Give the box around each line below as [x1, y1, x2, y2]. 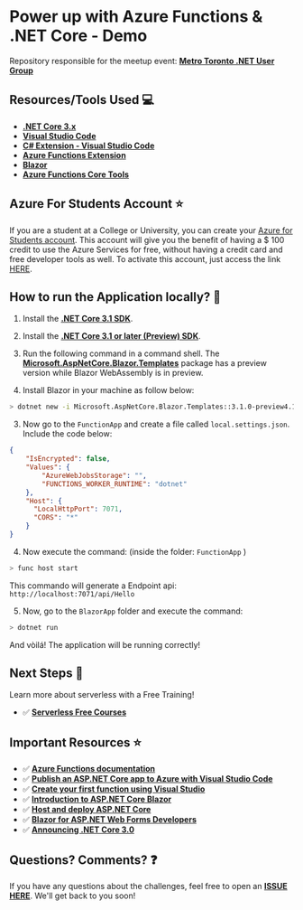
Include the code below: [22, 428, 113, 439]
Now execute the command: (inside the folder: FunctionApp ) [22, 546, 247, 557]
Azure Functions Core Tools [22, 169, 129, 180]
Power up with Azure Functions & [9, 6, 263, 27]
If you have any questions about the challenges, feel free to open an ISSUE [9, 881, 288, 892]
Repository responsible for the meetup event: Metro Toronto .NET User [9, 55, 275, 66]
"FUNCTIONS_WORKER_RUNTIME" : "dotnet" [41, 479, 188, 489]
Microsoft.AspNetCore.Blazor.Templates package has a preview [22, 358, 268, 369]
